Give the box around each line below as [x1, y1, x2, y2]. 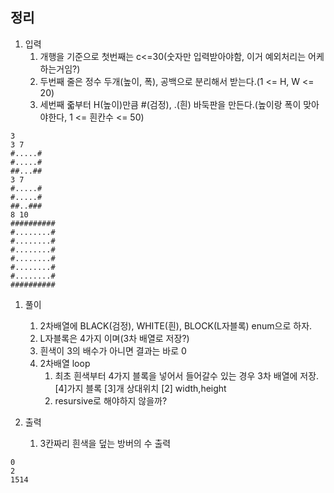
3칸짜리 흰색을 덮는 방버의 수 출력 [39, 437, 172, 449]
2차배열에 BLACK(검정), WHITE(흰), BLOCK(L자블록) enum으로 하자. [39, 319, 313, 332]
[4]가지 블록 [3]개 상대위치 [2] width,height [54, 382, 227, 394]
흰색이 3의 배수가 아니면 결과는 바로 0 [39, 344, 187, 357]
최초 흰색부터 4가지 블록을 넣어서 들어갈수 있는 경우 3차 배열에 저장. [54, 369, 320, 382]
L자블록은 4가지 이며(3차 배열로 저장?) [39, 332, 190, 344]
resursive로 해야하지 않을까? [54, 394, 168, 407]
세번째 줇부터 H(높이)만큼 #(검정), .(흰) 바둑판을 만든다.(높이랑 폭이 [39, 98, 302, 110]
